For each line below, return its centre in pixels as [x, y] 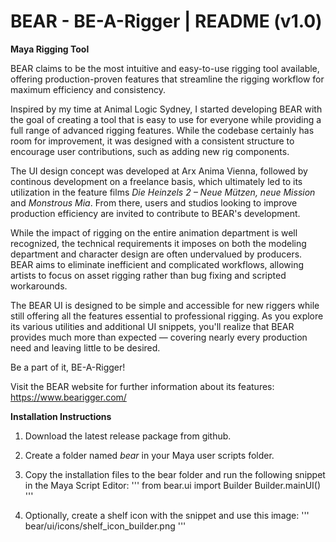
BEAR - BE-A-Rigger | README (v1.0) [166, 21]
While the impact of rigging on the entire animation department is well [154, 232]
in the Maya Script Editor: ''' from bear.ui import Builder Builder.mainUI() [173, 485]
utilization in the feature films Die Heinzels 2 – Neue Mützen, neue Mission [163, 192]
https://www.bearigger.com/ [68, 397]
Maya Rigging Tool [50, 49]
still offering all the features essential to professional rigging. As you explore [167, 316]
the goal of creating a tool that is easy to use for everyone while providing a [166, 119]
